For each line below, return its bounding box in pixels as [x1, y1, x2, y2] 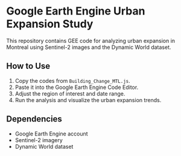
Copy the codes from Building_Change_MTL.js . [14, 77, 131, 84]
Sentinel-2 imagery [14, 136, 63, 143]
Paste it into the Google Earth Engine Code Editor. [14, 83, 139, 91]
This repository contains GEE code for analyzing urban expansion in [6, 37, 176, 44]
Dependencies [6, 114, 62, 125]
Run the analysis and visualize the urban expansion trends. [14, 96, 162, 103]
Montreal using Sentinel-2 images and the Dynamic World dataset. [6, 44, 171, 51]
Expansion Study [6, 17, 94, 31]
